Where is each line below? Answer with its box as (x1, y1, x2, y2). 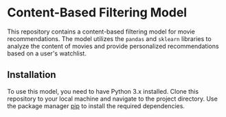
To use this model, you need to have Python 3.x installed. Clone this (7, 87, 199, 95)
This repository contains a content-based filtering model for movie (7, 27, 196, 36)
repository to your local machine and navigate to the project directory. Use (7, 94, 218, 103)
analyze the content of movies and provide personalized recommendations (7, 42, 219, 50)
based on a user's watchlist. (7, 49, 87, 57)
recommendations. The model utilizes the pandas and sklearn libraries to (7, 34, 212, 42)
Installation (7, 69, 56, 81)
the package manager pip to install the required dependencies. (7, 101, 185, 110)
